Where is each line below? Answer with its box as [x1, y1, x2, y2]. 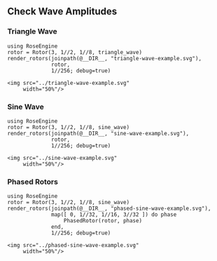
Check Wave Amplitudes [7, 6, 118, 18]
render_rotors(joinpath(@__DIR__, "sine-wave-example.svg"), [7, 130, 190, 137]
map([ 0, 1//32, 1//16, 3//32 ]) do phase [51, 211, 177, 218]
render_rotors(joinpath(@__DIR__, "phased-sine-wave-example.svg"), [7, 205, 211, 213]
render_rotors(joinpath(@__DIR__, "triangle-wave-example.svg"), [7, 55, 202, 62]
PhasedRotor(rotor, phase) [63, 217, 142, 225]
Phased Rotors [7, 177, 58, 187]
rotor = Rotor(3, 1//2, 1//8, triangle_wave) [7, 48, 142, 55]
